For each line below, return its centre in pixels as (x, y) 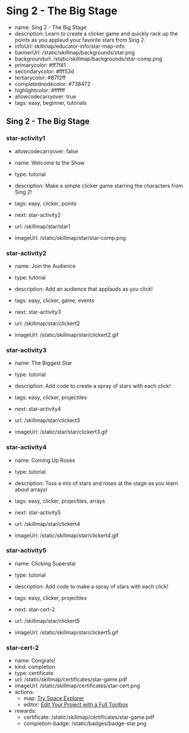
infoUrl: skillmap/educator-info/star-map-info (70, 46)
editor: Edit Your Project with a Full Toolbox (76, 705)
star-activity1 (26, 139)
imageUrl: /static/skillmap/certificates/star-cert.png (77, 686)
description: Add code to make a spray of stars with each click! (92, 586)
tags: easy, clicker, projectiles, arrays (60, 501)
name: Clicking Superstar (45, 563)
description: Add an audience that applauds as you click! (84, 289)
